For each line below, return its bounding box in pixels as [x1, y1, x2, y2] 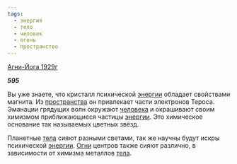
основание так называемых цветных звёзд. [7, 120, 139, 128]
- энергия [13, 17, 42, 24]
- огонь [13, 37, 37, 44]
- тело [13, 23, 33, 30]
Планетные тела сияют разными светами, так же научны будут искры [7, 134, 220, 142]
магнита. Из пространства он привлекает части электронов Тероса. [7, 98, 215, 106]
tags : [7, 10, 23, 18]
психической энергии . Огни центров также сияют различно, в [7, 141, 196, 149]
